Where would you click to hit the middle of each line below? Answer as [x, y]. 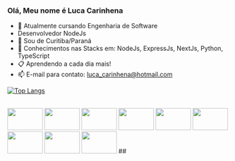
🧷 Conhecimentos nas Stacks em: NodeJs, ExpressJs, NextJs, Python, [120, 49]
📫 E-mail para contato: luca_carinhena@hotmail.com [95, 74]
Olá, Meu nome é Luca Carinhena [65, 11]
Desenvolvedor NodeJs [52, 33]
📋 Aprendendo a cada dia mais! [64, 64]
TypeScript [34, 56]
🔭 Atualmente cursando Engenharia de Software [88, 26]
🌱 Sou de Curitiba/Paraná [54, 41]
